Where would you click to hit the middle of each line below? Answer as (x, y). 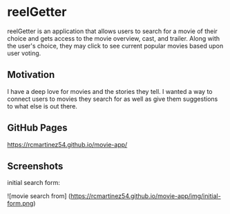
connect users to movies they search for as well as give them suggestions (113, 99)
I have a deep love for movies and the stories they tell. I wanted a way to (110, 91)
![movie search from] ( (39, 196)
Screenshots (35, 166)
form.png (20, 204)
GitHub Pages (37, 128)
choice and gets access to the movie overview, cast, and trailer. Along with (114, 38)
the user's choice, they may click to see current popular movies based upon (115, 46)
